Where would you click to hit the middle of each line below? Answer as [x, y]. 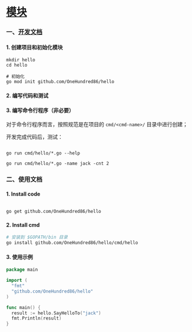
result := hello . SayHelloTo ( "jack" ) [56, 313]
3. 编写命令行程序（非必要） [40, 110]
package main [22, 270]
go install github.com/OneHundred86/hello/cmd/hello [72, 243]
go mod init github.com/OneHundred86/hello [60, 82]
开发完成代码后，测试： [34, 137]
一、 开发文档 [24, 32]
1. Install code [23, 194]
